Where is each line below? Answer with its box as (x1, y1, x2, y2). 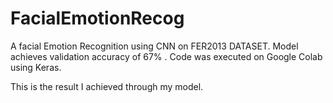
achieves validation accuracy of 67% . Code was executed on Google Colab (10, 50, 323, 62)
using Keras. (10, 61, 62, 73)
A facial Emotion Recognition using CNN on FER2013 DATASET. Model (10, 40, 299, 52)
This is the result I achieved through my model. (10, 80, 204, 92)
